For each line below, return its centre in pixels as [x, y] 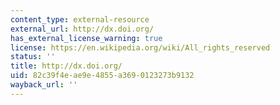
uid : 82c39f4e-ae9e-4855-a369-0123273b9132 [102, 76]
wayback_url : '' [44, 85]
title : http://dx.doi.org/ [66, 66]
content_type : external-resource [80, 19]
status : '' [33, 57]
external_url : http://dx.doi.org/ [82, 29]
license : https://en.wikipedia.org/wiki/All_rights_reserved [140, 47]
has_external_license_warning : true [86, 38]
